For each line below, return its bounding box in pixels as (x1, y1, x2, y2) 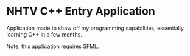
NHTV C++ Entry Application (6, 4, 155, 18)
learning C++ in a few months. (6, 30, 82, 38)
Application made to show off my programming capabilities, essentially (6, 24, 185, 32)
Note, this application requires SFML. (6, 43, 99, 50)
